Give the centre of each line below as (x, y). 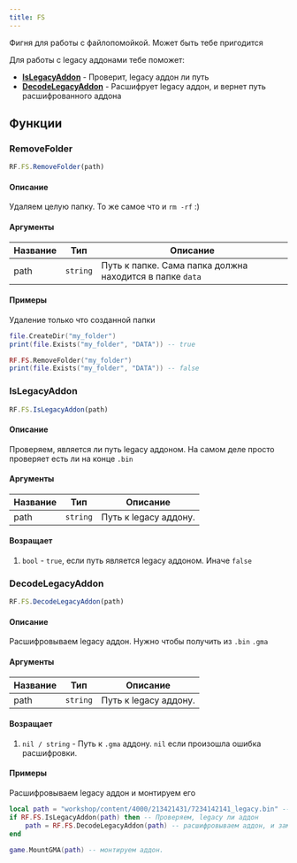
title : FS (27, 17)
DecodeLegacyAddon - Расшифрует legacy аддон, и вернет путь (144, 86)
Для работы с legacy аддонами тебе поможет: (97, 59)
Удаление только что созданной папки (82, 320)
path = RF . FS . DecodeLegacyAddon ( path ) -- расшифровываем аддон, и (150, 825)
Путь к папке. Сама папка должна (175, 265)
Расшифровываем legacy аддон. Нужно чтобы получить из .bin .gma (139, 642)
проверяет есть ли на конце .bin (71, 458)
